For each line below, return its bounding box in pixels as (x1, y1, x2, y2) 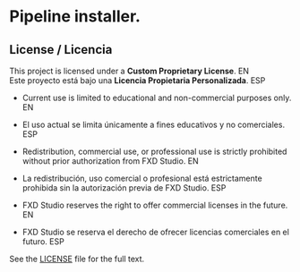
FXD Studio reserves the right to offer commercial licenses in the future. (21, 200, 288, 210)
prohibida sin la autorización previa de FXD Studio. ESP (21, 183, 227, 193)
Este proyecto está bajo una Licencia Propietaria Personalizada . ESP (9, 75, 266, 86)
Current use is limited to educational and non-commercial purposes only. (21, 92, 292, 103)
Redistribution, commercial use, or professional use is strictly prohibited (21, 146, 287, 157)
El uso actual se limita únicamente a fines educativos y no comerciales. (21, 119, 285, 130)
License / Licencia (9, 42, 113, 57)
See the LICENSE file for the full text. (9, 253, 145, 264)
